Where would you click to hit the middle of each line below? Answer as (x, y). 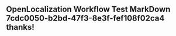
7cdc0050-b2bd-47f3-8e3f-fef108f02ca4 (85, 19)
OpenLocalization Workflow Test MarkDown (88, 9)
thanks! (20, 27)
